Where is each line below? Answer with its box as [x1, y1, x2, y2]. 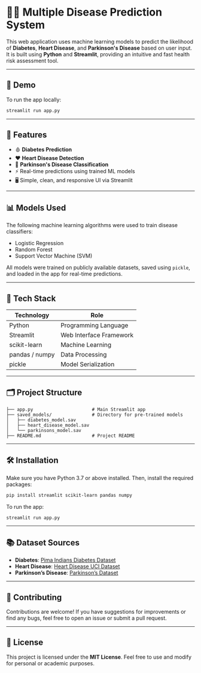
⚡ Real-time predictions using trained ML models [14, 168, 136, 175]
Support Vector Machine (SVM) [14, 252, 93, 259]
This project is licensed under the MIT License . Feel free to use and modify [6, 653, 192, 660]
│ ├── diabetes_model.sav [6, 417, 77, 423]
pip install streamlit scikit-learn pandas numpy [6, 492, 133, 498]
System [6, 18, 45, 32]
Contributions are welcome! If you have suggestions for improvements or [6, 608, 187, 615]
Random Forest [14, 246, 53, 253]
